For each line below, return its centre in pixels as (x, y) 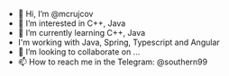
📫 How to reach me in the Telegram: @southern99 (113, 62)
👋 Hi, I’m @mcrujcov (55, 14)
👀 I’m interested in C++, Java (72, 23)
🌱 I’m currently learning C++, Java (82, 33)
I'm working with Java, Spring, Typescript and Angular (119, 42)
